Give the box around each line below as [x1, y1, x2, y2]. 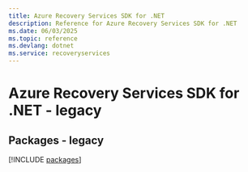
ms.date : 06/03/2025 [8, 27, 79, 35]
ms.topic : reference [8, 34, 79, 43]
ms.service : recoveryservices [8, 49, 111, 57]
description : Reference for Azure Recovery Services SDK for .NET [8, 19, 237, 27]
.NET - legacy [8, 102, 102, 120]
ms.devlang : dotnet [8, 42, 75, 50]
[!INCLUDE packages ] [8, 155, 82, 164]
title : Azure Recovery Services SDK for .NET [8, 11, 165, 20]
